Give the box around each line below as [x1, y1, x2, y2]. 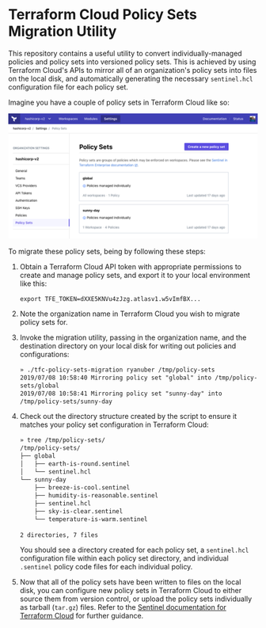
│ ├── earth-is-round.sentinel [19, 459, 131, 468]
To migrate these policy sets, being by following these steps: [8, 246, 206, 256]
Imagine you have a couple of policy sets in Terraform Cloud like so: [8, 97, 230, 107]
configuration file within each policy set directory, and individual [19, 553, 230, 563]
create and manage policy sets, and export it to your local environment [19, 270, 251, 280]
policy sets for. [19, 317, 68, 326]
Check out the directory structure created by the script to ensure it [19, 411, 237, 421]
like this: [19, 279, 47, 288]
